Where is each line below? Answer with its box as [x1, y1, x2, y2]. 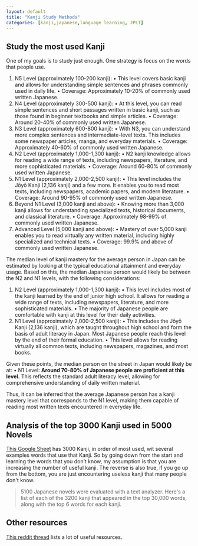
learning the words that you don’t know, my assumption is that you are [6, 458, 177, 464]
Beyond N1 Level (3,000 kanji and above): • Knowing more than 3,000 [14, 200, 184, 207]
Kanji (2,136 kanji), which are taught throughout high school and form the [14, 324, 192, 331]
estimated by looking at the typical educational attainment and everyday [6, 262, 181, 269]
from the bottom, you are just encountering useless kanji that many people [6, 470, 187, 477]
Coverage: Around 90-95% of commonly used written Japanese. [14, 194, 173, 201]
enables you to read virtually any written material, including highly [14, 232, 175, 239]
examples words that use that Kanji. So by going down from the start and [6, 451, 183, 459]
